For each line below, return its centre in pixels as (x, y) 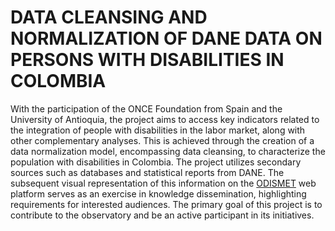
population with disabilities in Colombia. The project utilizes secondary (156, 162)
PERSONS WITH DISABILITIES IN (147, 60)
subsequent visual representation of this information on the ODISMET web (163, 183)
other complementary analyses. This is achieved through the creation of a (162, 140)
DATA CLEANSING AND (109, 17)
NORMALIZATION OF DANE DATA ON (166, 38)
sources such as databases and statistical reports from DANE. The (147, 172)
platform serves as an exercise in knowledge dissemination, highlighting (158, 193)
